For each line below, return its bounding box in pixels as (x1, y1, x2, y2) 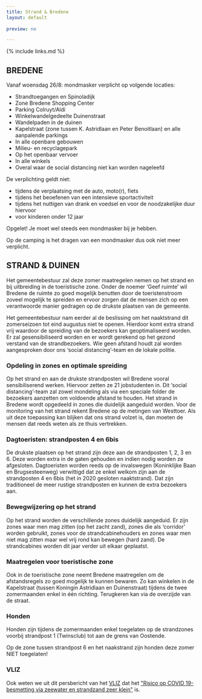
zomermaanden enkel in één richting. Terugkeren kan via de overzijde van (6, 591, 191, 598)
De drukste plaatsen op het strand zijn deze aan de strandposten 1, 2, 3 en (6, 449, 192, 456)
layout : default (6, 15, 47, 21)
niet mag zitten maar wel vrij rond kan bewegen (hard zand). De (6, 535, 165, 543)
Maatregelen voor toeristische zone (6, 557, 114, 566)
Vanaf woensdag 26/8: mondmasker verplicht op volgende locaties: (6, 81, 175, 88)
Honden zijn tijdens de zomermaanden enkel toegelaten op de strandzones (6, 626, 194, 633)
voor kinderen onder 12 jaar (15, 213, 84, 220)
